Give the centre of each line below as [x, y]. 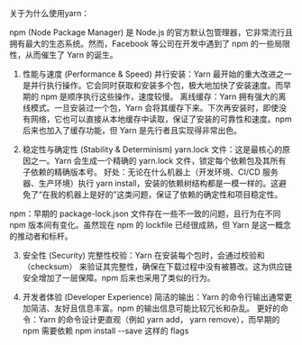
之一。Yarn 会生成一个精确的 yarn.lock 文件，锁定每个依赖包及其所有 [158, 161]
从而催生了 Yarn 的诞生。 [72, 55]
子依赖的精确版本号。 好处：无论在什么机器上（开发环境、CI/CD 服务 [151, 172]
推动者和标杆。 [45, 236]
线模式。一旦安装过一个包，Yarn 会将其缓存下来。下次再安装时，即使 [151, 108]
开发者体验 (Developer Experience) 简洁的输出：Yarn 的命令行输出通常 [153, 297]
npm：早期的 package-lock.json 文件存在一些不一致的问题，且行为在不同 [145, 213]
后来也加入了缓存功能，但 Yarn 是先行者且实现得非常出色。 [132, 130]
